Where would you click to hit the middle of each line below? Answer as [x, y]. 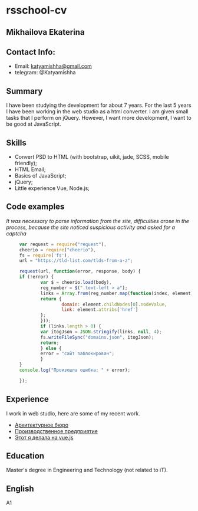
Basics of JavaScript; [40, 176]
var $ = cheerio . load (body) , [76, 283]
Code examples [35, 207]
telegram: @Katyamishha [45, 73]
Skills [16, 143]
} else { [51, 348]
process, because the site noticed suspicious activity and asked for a [91, 227]
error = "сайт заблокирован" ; [77, 354]
